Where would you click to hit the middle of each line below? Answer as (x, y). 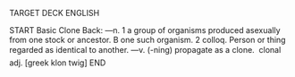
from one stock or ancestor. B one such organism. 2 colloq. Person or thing (147, 40)
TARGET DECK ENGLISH (55, 13)
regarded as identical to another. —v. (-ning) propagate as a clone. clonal (145, 50)
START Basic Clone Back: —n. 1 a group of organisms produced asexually (145, 30)
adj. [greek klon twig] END (58, 63)
